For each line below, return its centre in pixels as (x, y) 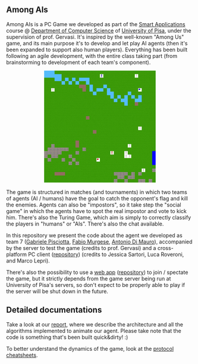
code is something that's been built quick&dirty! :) (67, 337)
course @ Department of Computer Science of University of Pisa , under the (99, 30)
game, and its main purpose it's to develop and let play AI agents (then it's (97, 43)
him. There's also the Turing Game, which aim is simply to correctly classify (99, 217)
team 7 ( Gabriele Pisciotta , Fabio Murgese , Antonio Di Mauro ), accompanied (99, 242)
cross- (165, 248)
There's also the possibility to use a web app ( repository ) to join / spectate (97, 272)
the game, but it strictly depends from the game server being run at (89, 278)
